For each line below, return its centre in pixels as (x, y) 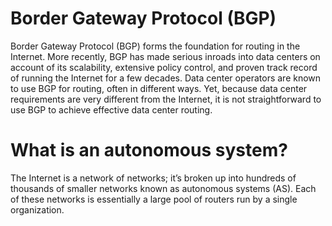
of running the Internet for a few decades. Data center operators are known (166, 78)
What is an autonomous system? (149, 150)
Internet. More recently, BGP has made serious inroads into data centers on (165, 56)
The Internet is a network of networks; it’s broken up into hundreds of (153, 178)
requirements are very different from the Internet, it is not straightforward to (166, 99)
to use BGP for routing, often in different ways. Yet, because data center (159, 88)
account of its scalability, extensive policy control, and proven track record (164, 67)
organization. (37, 209)
